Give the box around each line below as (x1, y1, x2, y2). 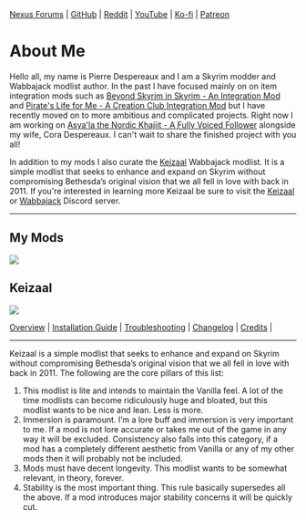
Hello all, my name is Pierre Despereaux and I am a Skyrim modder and (9, 70, 276, 81)
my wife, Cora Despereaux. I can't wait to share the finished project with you (9, 129, 297, 140)
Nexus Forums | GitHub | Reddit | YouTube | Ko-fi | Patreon (9, 9, 230, 19)
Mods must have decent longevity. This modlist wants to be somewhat (22, 463, 288, 473)
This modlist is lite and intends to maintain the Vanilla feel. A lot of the (22, 385, 284, 396)
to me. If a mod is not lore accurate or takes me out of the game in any (22, 423, 287, 434)
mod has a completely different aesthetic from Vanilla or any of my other (22, 442, 295, 454)
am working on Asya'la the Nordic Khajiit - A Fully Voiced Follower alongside (9, 119, 296, 130)
